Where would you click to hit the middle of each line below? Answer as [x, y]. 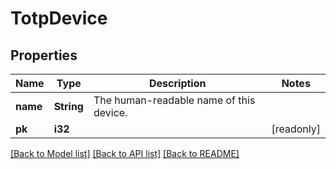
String [68, 106]
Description [178, 83]
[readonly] [296, 129]
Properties [44, 55]
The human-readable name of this [174, 100]
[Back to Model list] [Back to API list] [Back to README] [125, 153]
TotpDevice [59, 18]
